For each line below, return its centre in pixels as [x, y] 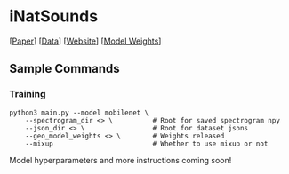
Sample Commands [64, 69]
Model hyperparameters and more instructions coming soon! [120, 160]
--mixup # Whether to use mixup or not [147, 144]
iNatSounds [54, 16]
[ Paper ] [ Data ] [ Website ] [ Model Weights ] [85, 41]
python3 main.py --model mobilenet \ [79, 113]
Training [28, 94]
